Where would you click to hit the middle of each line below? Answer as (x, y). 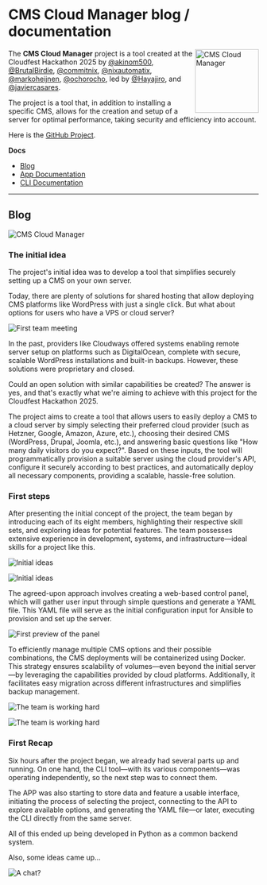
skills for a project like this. (52, 547)
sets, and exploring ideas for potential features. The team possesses (120, 531)
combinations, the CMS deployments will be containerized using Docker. (127, 658)
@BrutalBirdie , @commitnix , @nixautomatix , (80, 70)
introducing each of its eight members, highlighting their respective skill (126, 522)
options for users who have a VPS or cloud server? (91, 313)
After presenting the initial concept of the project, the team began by (120, 513)
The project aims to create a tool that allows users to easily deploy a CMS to (133, 417)
